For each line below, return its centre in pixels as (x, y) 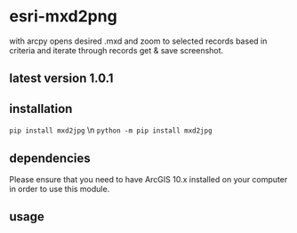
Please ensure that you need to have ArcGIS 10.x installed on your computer (148, 179)
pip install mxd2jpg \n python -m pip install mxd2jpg (111, 130)
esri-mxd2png (63, 16)
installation (41, 108)
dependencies (50, 158)
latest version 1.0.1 (61, 79)
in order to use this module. (60, 189)
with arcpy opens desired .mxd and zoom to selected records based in (138, 41)
